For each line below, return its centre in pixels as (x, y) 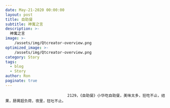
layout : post (19, 15)
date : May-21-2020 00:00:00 (35, 10)
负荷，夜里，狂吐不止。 (45, 101)
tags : (11, 62)
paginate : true (21, 81)
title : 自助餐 (19, 19)
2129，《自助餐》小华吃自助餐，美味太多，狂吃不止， (114, 95)
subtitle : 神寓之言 (24, 24)
